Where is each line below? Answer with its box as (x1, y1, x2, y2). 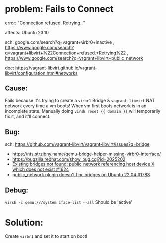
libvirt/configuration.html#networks (5, 70, 78, 76)
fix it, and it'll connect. (5, 113, 51, 119)
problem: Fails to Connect (5, 3, 114, 15)
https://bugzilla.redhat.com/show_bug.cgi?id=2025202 (12, 156, 126, 162)
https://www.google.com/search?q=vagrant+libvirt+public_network (5, 55, 143, 61)
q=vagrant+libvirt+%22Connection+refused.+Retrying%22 (5, 50, 126, 56)
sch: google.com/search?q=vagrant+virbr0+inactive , (5, 39, 115, 45)
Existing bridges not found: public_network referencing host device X (12, 161, 155, 167)
